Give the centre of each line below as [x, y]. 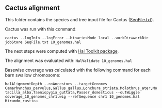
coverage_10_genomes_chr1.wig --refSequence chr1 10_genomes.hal [72, 96]
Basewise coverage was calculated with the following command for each [78, 70]
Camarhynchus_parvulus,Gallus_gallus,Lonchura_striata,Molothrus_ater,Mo [81, 88]
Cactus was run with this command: [41, 29]
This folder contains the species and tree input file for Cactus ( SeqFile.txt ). [80, 19]
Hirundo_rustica [21, 101]
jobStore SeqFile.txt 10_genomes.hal [43, 42]
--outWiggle [128, 92]
